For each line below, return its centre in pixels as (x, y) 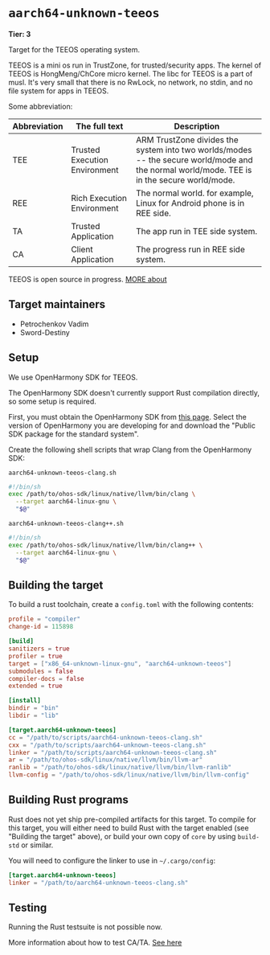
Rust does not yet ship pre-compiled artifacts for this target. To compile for (133, 819)
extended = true (35, 686)
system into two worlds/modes (194, 150)
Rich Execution (99, 198)
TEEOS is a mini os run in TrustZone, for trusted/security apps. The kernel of (135, 65)
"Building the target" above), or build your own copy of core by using (122, 836)
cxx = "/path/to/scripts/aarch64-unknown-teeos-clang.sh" (107, 745)
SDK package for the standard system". (74, 434)
